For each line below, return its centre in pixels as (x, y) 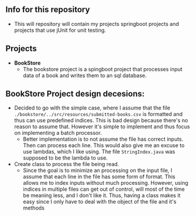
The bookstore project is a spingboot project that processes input (102, 69)
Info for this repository (48, 10)
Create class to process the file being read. (66, 164)
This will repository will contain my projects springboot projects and (97, 24)
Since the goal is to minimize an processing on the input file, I (97, 171)
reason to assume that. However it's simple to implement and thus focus (102, 127)
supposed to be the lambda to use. (65, 158)
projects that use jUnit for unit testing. (60, 30)
